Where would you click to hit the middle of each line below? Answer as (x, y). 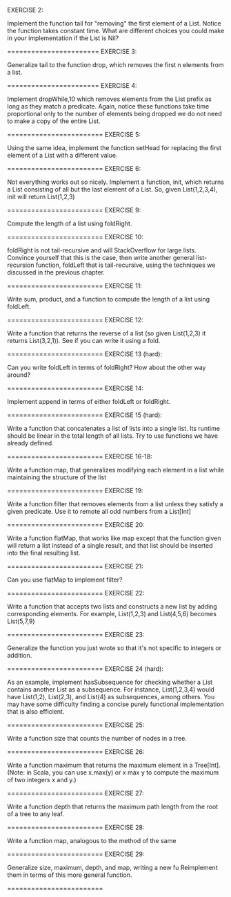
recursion (21, 265)
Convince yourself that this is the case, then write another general (101, 258)
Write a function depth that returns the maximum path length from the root (113, 806)
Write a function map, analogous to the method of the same (92, 841)
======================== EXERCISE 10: (75, 237)
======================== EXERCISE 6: (74, 168)
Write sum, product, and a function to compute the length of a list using (109, 299)
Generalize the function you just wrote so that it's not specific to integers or (114, 648)
